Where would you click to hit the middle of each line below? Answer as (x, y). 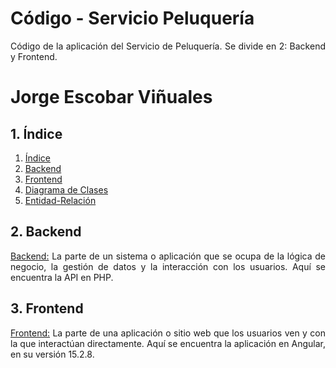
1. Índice (36, 133)
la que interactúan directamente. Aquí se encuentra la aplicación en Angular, (168, 343)
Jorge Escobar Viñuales (111, 97)
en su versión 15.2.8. (52, 354)
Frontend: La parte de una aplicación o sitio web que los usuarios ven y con (168, 333)
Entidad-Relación (60, 200)
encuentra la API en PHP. (62, 277)
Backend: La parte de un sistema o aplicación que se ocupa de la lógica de (168, 256)
